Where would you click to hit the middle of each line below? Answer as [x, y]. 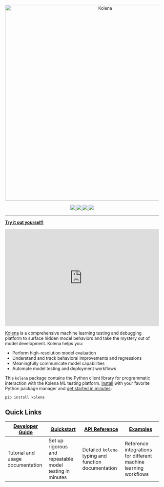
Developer [26, 426]
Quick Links [23, 412]
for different [138, 456]
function [92, 462]
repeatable [61, 459]
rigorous [58, 446]
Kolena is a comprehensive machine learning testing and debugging [73, 333]
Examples [141, 429]
